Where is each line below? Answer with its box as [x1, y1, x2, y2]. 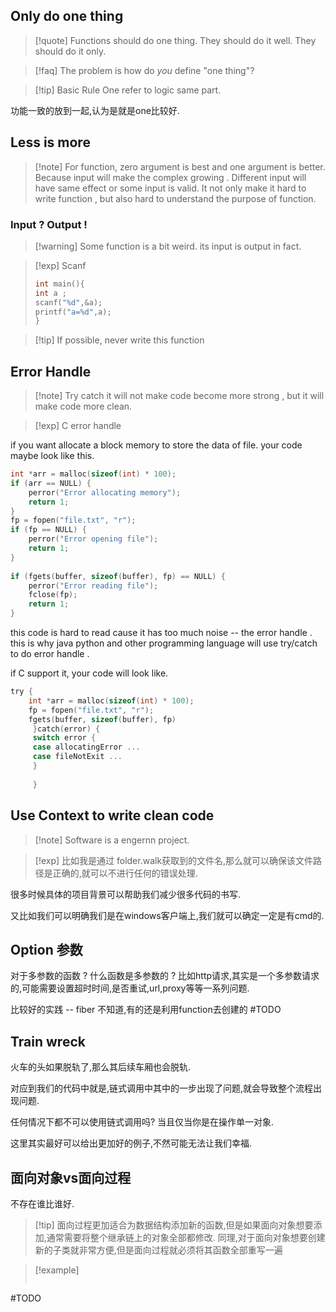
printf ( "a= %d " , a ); [34, 307, 112, 317]
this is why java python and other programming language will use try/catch [10, 637, 318, 649]
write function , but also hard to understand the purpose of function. [34, 192, 317, 204]
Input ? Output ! [10, 217, 88, 231]
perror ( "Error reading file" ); [28, 580, 159, 591]
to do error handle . [10, 648, 90, 660]
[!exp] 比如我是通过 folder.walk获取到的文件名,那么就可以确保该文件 [34, 854, 314, 866]
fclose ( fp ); [28, 590, 78, 600]
